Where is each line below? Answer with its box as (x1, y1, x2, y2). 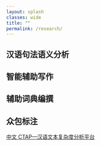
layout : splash (6, 8, 44, 15)
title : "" (6, 20, 31, 26)
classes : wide (6, 14, 42, 20)
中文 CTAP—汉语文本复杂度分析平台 (6, 133, 95, 141)
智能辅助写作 (6, 71, 54, 82)
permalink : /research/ (6, 25, 63, 32)
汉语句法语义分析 (6, 49, 69, 59)
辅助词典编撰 (6, 94, 54, 104)
